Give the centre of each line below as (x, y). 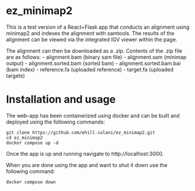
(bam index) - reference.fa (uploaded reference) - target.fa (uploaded (90, 69)
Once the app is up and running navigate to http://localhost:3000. (85, 154)
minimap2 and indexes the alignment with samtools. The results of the (90, 33)
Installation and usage (61, 99)
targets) (15, 76)
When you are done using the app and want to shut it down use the (87, 165)
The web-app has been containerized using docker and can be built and (93, 115)
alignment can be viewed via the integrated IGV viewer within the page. (92, 39)
